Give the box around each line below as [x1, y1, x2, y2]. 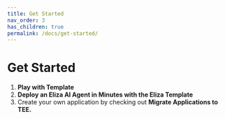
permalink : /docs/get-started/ [7, 29, 99, 37]
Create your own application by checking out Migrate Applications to [17, 98, 219, 106]
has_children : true [7, 23, 64, 30]
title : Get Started [7, 10, 64, 17]
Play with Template [17, 83, 75, 92]
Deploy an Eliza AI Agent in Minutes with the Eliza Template [17, 90, 194, 99]
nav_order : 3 [7, 17, 45, 24]
